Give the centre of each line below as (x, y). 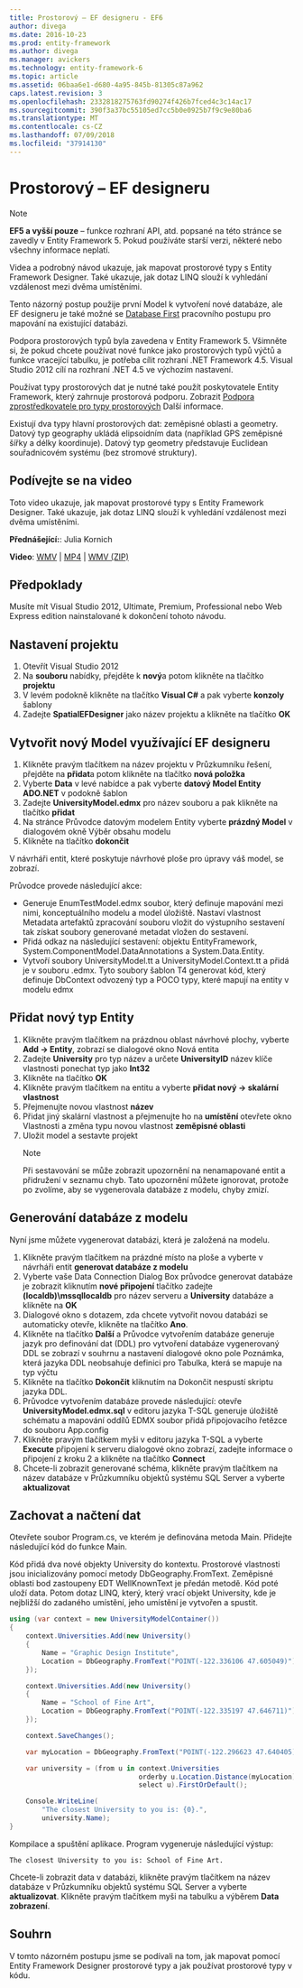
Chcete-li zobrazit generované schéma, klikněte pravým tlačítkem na (150, 1468)
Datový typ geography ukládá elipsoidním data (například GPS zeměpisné (146, 433)
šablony (37, 705)
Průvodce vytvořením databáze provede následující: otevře (132, 1401)
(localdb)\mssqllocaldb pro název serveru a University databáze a (148, 1295)
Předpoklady (46, 584)
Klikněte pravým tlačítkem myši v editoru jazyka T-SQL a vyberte (142, 1439)
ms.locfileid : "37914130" (58, 143)
